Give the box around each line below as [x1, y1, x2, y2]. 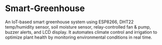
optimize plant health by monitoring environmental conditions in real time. [5, 34, 152, 40]
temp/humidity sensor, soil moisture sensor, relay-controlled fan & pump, [5, 24, 151, 30]
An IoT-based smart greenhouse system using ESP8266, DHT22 [5, 19, 134, 25]
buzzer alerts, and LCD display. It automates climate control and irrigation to [5, 29, 157, 35]
